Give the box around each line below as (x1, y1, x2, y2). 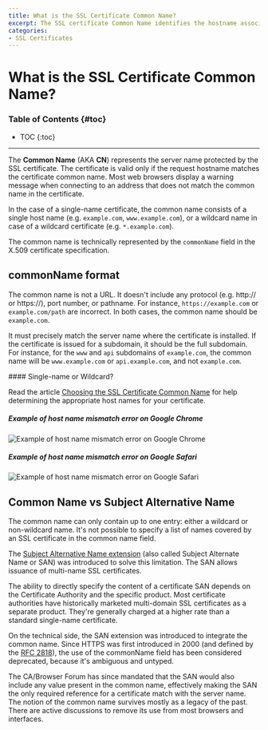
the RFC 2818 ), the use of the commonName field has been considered (8, 648, 242, 657)
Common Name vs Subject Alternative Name (8, 495, 235, 509)
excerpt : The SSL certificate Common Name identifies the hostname (8, 19, 238, 27)
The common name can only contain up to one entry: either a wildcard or (8, 517, 249, 526)
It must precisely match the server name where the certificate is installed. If (8, 331, 257, 340)
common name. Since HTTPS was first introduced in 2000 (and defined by (8, 640, 254, 649)
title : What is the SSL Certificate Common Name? (8, 11, 177, 20)
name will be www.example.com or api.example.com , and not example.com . (8, 356, 242, 366)
